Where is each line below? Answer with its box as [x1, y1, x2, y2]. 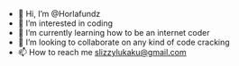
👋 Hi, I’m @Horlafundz [17, 9, 101, 19]
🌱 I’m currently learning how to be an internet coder [17, 28, 210, 37]
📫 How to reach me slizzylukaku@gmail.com [17, 47, 187, 57]
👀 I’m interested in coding [17, 18, 114, 29]
